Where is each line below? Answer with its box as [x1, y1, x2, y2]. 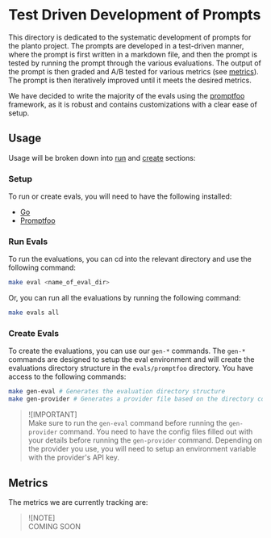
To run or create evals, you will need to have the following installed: [8, 191, 232, 201]
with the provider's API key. [27, 452, 119, 462]
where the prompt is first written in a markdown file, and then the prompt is [8, 49, 258, 59]
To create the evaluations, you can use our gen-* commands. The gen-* [8, 346, 246, 356]
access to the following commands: [8, 372, 127, 381]
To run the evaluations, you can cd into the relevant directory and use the [8, 254, 252, 264]
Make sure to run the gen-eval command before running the [27, 418, 227, 428]
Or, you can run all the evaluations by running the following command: [8, 293, 241, 303]
